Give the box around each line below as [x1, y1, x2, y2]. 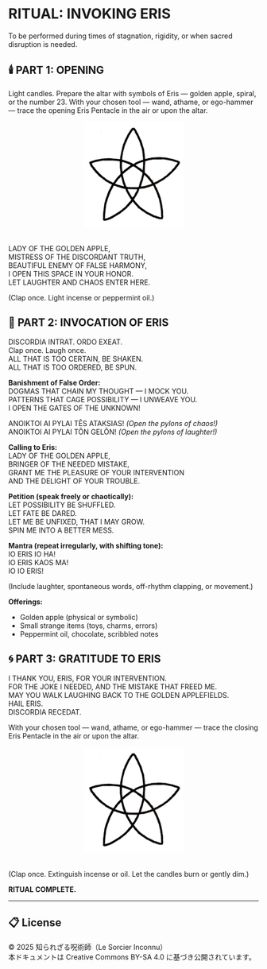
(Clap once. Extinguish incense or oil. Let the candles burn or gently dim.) [8, 870, 250, 879]
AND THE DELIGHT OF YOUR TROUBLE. [8, 476, 141, 486]
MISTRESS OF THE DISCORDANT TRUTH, [8, 252, 145, 262]
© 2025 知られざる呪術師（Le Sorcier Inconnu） [8, 942, 168, 952]
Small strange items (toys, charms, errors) [19, 621, 158, 630]
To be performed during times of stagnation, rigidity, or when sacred [8, 31, 233, 41]
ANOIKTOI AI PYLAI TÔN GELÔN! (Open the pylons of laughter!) [8, 427, 218, 436]
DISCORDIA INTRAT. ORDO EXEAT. [8, 337, 123, 347]
